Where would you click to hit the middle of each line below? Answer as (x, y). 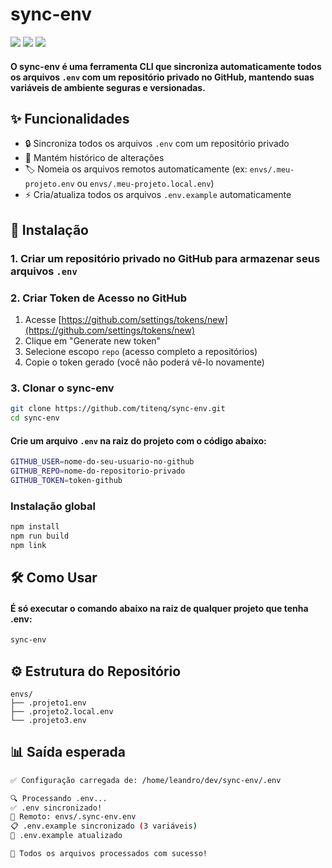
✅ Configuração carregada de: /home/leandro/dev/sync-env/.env (146, 780)
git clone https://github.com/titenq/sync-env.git (118, 409)
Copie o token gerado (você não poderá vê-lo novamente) (144, 362)
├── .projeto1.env (48, 703)
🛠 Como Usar (54, 578)
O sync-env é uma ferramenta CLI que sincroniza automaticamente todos (166, 66)
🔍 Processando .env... (59, 798)
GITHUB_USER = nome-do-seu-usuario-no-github (102, 462)
